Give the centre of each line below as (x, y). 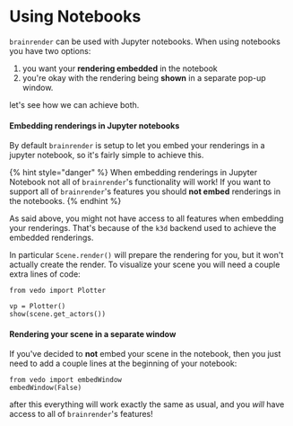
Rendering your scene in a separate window (93, 333)
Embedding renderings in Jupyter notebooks (95, 125)
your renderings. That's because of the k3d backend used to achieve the (143, 228)
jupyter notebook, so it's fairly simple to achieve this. (107, 155)
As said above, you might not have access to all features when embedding (146, 218)
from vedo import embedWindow (66, 380)
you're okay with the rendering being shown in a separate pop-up (144, 77)
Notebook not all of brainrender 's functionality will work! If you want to (140, 182)
